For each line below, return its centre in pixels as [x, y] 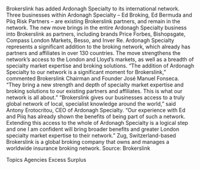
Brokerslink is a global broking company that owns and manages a [88, 142]
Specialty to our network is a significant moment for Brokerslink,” [86, 72]
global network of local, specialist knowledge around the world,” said [91, 104]
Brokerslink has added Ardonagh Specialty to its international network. [93, 9]
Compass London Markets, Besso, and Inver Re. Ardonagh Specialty [90, 40]
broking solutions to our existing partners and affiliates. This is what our [94, 91]
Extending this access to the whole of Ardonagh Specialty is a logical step [97, 123]
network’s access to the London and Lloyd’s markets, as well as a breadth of [100, 59]
